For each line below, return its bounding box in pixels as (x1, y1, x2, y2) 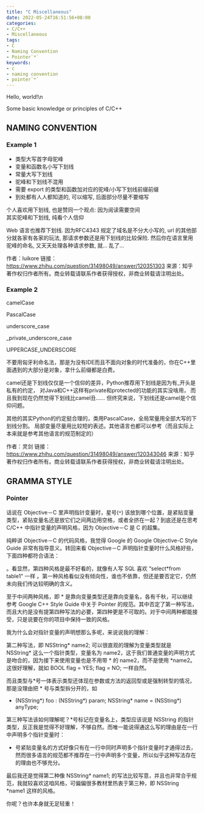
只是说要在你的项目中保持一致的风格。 (16, 615, 113, 622)
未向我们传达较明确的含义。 (6, 580, 76, 587)
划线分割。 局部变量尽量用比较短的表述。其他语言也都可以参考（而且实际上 (6, 422, 194, 430)
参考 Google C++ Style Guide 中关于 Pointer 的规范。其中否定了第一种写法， (6, 600, 197, 607)
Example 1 (6, 141, 37, 149)
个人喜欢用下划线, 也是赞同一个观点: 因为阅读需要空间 (6, 206, 140, 213)
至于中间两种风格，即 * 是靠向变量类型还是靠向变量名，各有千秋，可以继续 (6, 593, 193, 600)
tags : (6, 37, 20, 43)
